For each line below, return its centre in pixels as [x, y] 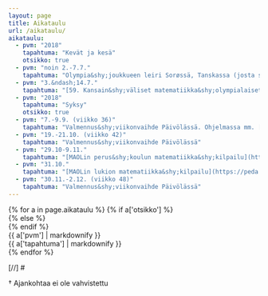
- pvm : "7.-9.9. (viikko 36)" [65, 120]
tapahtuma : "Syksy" [55, 105]
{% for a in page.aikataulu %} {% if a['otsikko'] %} [91, 210]
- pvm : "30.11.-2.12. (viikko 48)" [75, 180]
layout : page [30, 16]
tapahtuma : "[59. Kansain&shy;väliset [87, 90]
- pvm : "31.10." [42, 165]
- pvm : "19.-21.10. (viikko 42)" [71, 134]
